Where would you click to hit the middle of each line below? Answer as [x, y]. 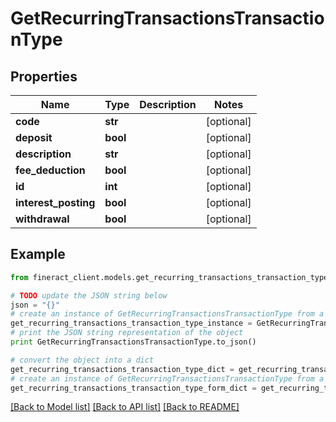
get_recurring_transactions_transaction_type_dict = [122, 369]
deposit [34, 137]
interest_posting [55, 202]
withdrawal [42, 219]
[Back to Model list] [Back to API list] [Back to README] [125, 407]
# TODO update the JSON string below [89, 295]
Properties [44, 76]
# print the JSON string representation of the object [127, 333]
